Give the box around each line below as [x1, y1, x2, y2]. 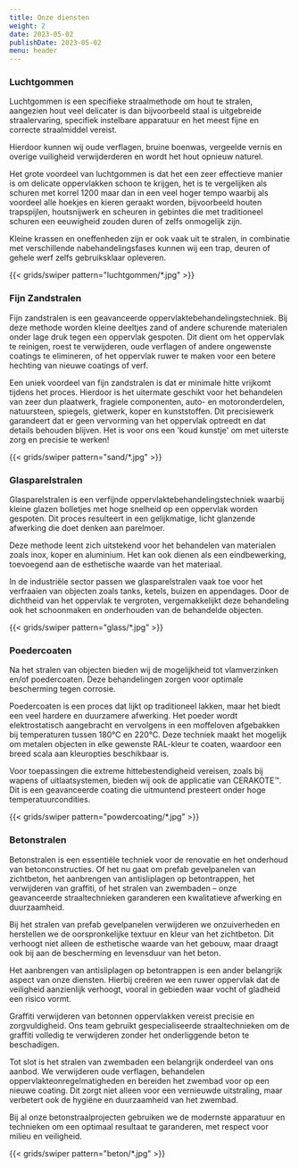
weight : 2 [9, 21, 46, 30]
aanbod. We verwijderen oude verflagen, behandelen [9, 1065, 205, 1077]
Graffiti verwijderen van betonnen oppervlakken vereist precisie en [9, 1011, 255, 1021]
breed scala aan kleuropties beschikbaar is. [9, 748, 170, 760]
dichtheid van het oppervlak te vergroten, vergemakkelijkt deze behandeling [9, 595, 290, 606]
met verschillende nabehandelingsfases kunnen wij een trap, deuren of [9, 243, 270, 254]
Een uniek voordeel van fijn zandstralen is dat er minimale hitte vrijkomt [9, 377, 271, 388]
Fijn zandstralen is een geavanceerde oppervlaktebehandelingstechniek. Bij [9, 312, 288, 323]
